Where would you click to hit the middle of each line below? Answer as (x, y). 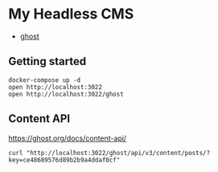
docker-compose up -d (45, 80)
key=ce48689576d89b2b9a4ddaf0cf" (64, 160)
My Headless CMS (71, 14)
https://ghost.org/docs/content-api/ (68, 138)
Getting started (47, 61)
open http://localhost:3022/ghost (66, 94)
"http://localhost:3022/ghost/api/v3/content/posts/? (118, 153)
